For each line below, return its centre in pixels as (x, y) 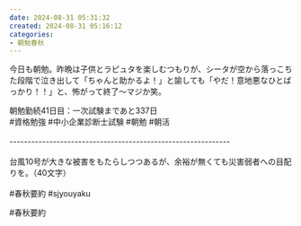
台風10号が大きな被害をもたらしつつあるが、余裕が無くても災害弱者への (143, 161)
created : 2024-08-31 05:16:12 (66, 26)
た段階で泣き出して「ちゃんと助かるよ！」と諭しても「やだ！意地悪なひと (147, 81)
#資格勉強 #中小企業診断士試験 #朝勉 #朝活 (90, 122)
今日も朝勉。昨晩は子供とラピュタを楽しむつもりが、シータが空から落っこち (151, 69)
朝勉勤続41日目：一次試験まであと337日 (84, 111)
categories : (31, 34)
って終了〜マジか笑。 (127, 91)
